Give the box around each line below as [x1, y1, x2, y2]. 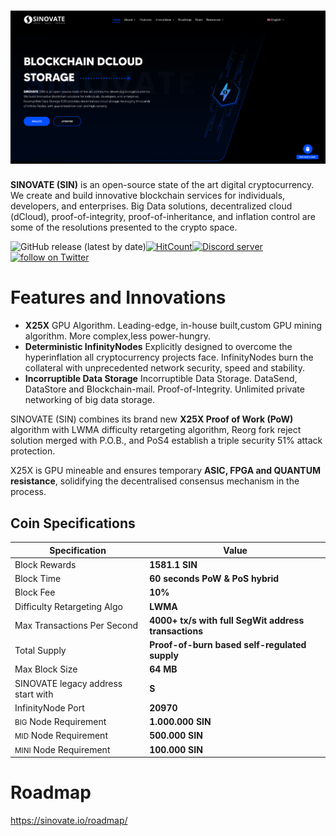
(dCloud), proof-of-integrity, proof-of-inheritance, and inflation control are [10, 211, 316, 223]
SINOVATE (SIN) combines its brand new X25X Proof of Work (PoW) [10, 413, 294, 425]
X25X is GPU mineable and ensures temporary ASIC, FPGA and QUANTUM [10, 465, 322, 477]
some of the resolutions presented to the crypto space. [10, 221, 238, 234]
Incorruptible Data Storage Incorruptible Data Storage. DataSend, [24, 373, 298, 385]
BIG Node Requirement [14, 716, 107, 728]
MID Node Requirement [14, 730, 108, 742]
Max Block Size [14, 663, 78, 675]
